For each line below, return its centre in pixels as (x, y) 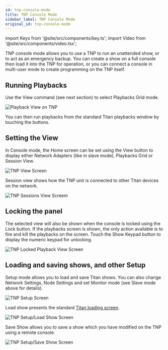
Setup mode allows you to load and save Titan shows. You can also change (83, 277)
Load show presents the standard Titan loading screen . (62, 307)
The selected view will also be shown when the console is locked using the (83, 223)
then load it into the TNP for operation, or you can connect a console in (79, 64)
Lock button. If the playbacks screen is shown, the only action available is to (84, 229)
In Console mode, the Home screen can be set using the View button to (79, 150)
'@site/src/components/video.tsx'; (41, 44)
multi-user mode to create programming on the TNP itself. (65, 69)
